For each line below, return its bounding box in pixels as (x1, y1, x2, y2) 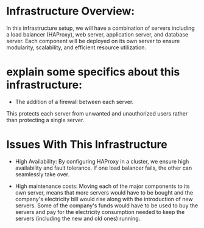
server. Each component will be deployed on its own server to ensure (6, 37, 180, 44)
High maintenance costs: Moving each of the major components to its (15, 182, 190, 190)
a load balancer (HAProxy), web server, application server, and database (6, 30, 189, 38)
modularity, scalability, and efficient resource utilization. (6, 44, 147, 51)
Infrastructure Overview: (6, 4, 135, 18)
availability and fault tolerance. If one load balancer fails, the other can (15, 164, 192, 171)
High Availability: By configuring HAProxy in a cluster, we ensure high (15, 157, 189, 165)
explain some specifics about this (6, 65, 180, 79)
